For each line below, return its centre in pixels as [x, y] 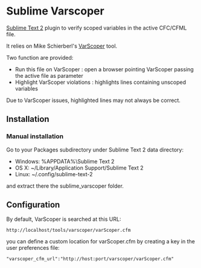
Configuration [33, 205]
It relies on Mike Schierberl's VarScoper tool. [62, 46]
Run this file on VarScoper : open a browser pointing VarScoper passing [104, 69]
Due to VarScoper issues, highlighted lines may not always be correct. [94, 100]
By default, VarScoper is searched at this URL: [64, 219]
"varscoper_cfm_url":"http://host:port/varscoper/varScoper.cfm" [90, 259]
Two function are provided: [40, 57]
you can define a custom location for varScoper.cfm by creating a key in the [101, 241]
